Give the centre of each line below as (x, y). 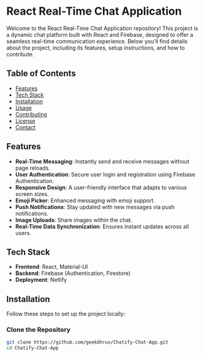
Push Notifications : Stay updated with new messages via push (95, 207)
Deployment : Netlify (41, 280)
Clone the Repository (39, 330)
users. (23, 233)
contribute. (20, 54)
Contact (25, 127)
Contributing (31, 114)
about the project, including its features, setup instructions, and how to (96, 48)
